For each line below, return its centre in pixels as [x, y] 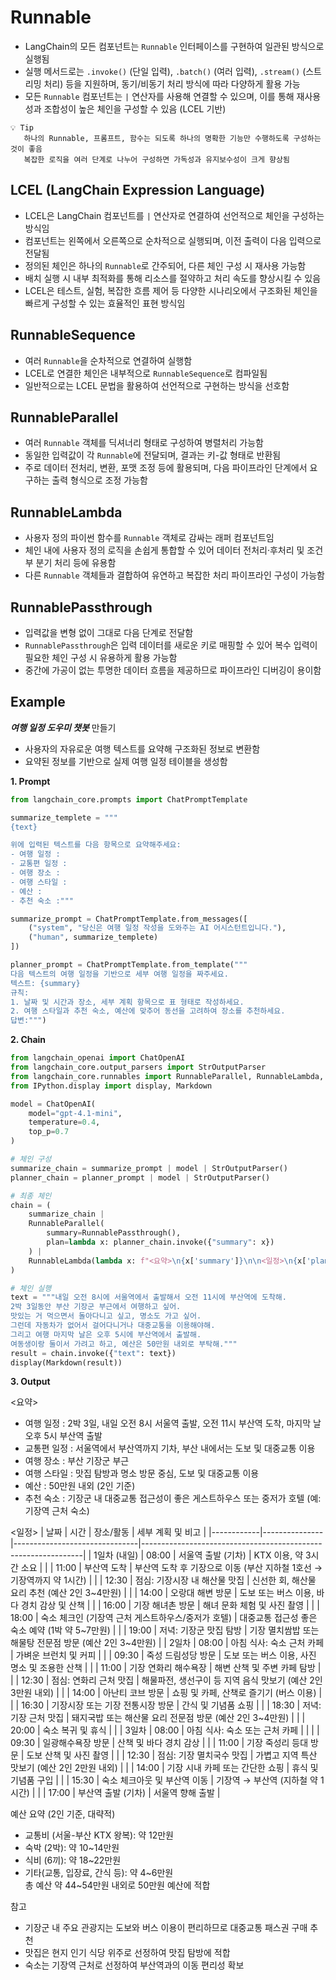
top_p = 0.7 [49, 1132]
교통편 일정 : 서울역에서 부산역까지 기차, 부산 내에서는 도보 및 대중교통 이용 [170, 1448]
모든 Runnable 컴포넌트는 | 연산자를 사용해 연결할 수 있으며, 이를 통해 [159, 96]
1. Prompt [30, 781]
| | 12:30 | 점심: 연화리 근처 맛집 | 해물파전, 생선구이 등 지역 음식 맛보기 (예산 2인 [166, 1680]
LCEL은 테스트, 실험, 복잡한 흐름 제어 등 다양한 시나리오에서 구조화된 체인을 [171, 290]
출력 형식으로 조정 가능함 [99, 480]
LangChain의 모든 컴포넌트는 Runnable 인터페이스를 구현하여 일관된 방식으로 [174, 46]
